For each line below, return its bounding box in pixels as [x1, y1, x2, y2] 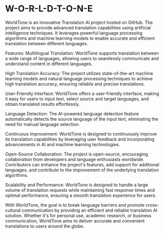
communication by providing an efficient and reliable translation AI [21, 207, 158, 213]
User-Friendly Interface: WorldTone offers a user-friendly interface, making [5, 90, 160, 96]
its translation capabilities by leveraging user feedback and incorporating [5, 136, 155, 142]
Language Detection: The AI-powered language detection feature [5, 110, 139, 117]
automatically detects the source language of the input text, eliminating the [5, 116, 159, 122]
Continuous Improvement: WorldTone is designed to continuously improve [5, 131, 158, 137]
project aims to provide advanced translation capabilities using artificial [5, 24, 151, 30]
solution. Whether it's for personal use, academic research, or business [5, 212, 152, 219]
